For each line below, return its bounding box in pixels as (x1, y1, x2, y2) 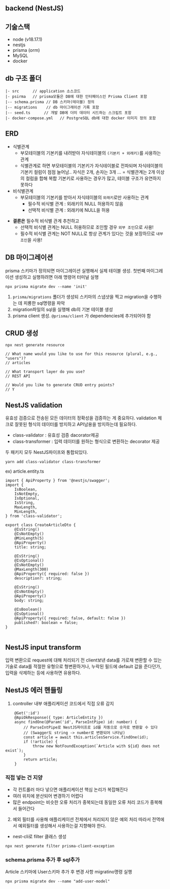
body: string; (14, 598, 44, 603)
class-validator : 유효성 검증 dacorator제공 (12, 432, 99, 438)
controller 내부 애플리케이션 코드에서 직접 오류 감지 (12, 700, 114, 706)
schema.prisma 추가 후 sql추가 (5, 857, 80, 864)
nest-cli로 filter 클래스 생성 (12, 834, 67, 840)
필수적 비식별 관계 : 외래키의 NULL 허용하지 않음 (27, 201, 123, 207)
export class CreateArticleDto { (5, 522, 76, 528)
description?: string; (14, 576, 62, 581)
